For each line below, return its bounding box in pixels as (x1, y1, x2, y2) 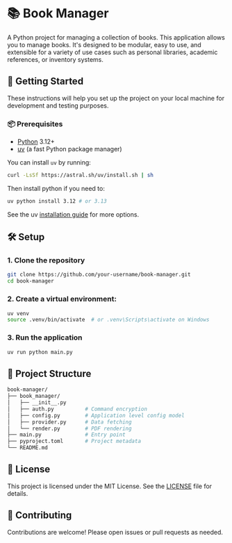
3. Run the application (7, 333, 83, 342)
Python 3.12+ (17, 137, 55, 146)
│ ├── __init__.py (7, 399, 67, 406)
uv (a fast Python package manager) (17, 145, 123, 153)
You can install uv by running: (7, 158, 92, 167)
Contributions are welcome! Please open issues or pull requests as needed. (7, 528, 224, 536)
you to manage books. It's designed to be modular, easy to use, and (7, 40, 201, 49)
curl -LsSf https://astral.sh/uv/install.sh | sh (7, 172, 154, 179)
